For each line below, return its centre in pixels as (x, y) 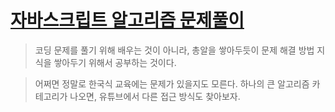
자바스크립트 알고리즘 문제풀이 (127, 20)
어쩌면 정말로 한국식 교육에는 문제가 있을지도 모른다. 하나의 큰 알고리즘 (172, 83)
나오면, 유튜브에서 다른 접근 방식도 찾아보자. (155, 96)
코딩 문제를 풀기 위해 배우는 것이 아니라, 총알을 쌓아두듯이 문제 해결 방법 (174, 50)
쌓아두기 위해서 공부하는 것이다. (115, 62)
